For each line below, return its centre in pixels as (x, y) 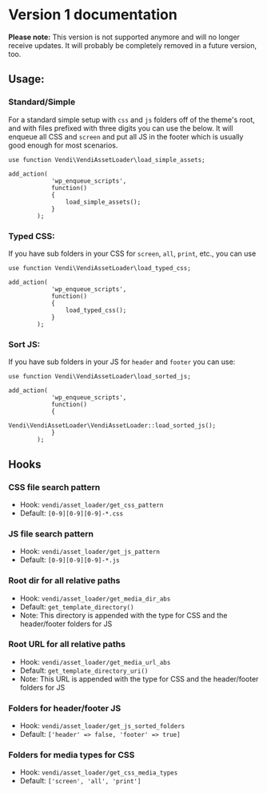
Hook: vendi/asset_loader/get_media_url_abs (95, 662)
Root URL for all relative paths (67, 645)
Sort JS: (24, 344)
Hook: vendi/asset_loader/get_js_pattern (90, 552)
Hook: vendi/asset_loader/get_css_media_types (99, 772)
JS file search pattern (51, 533)
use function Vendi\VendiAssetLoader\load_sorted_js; (100, 377)
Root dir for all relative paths (64, 581)
